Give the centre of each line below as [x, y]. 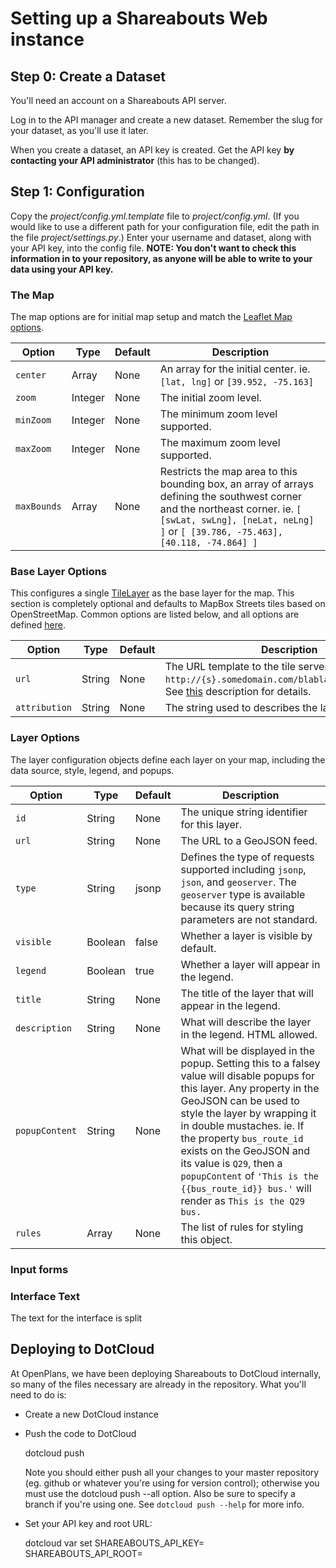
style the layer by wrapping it [248, 1113]
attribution [44, 708]
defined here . [38, 625]
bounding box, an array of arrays [237, 484]
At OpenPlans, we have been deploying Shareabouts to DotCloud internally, [166, 1373]
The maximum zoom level [220, 443]
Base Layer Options [59, 572]
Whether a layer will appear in [250, 964]
